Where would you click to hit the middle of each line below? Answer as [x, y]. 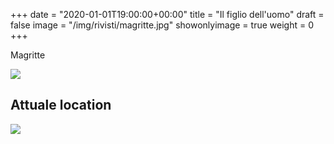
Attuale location [61, 105]
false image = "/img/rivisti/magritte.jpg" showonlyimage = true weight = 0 [162, 25]
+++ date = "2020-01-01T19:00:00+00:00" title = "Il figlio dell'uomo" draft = [167, 14]
